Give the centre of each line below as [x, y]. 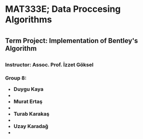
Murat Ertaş [28, 101]
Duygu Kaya [28, 89]
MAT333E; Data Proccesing [63, 9]
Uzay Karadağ [31, 126]
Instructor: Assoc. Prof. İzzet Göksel [49, 64]
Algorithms [29, 20]
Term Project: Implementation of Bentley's [71, 41]
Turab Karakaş [32, 114]
